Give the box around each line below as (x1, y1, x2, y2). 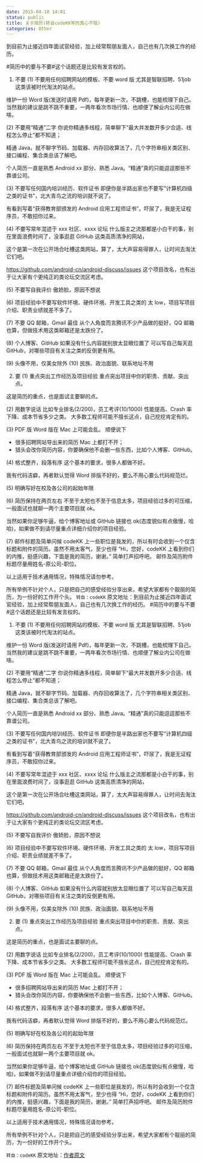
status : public (6, 14, 44, 20)
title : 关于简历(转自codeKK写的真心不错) (6, 20, 101, 26)
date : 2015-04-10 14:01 (6, 8, 66, 15)
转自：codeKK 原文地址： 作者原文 (6, 1151, 85, 1159)
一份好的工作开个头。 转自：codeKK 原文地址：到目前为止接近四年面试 (22, 593, 192, 601)
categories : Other (6, 25, 52, 32)
